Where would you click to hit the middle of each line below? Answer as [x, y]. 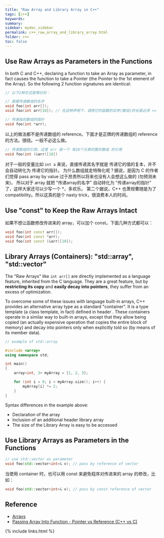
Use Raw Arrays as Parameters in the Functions [79, 62]
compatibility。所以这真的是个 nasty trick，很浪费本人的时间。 [68, 195]
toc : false [16, 42]
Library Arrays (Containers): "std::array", [69, 256]
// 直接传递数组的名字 [25, 102]
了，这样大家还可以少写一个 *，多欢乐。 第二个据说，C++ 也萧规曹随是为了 [81, 188]
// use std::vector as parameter [39, 459]
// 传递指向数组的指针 [25, 120]
